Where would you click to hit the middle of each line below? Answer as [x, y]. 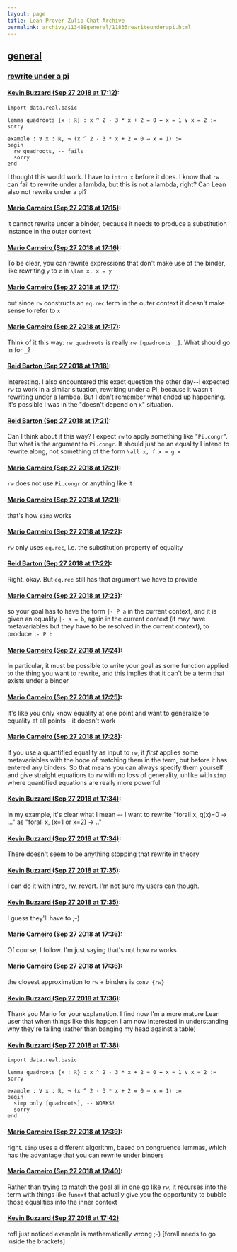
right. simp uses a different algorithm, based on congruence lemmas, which [117, 1147]
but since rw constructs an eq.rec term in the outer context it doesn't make [116, 303]
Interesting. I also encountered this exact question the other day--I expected [118, 382]
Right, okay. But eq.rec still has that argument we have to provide [102, 579]
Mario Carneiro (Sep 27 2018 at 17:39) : [65, 1132]
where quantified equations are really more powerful [84, 782]
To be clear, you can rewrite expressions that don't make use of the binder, [116, 264]
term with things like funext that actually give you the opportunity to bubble [117, 1194]
